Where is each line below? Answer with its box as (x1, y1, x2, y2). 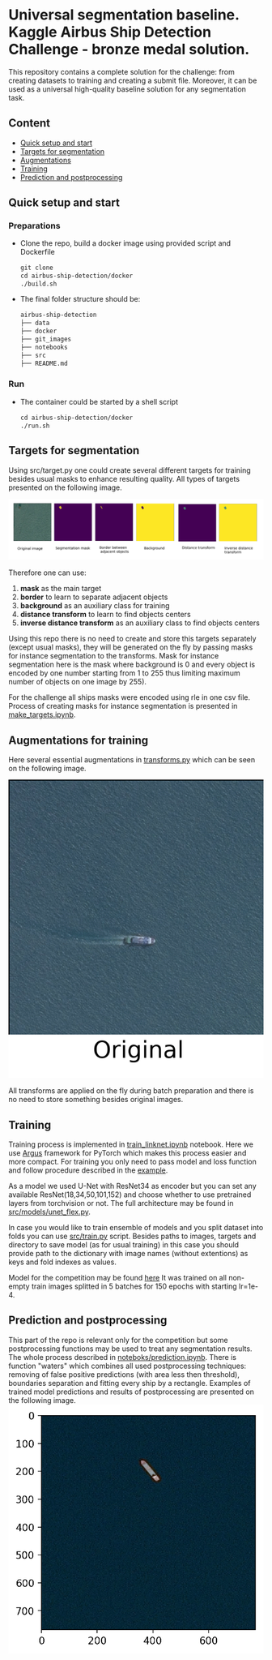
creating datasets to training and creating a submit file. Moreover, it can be (8, 75, 257, 85)
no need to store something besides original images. (8, 1095, 184, 1105)
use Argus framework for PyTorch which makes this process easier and (8, 1148, 247, 1158)
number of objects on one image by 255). (8, 677, 147, 687)
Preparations (8, 221, 61, 232)
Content (8, 116, 51, 131)
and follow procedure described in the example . (8, 1165, 168, 1175)
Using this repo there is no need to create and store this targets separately (8, 634, 257, 644)
